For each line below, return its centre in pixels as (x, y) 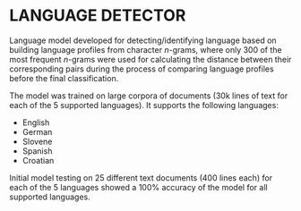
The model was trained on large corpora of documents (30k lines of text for (149, 96)
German (37, 131)
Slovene (37, 141)
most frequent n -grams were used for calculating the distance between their (150, 59)
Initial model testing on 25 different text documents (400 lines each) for (141, 177)
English (36, 122)
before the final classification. (64, 78)
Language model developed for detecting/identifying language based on (143, 40)
